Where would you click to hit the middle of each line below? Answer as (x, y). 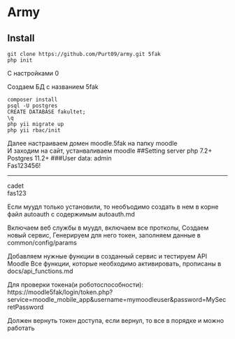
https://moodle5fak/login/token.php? (60, 292)
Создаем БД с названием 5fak (53, 87)
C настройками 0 (33, 73)
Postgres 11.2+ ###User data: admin (59, 158)
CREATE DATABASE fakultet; (47, 112)
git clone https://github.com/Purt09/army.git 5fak (84, 54)
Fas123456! (24, 166)
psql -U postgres (33, 106)
